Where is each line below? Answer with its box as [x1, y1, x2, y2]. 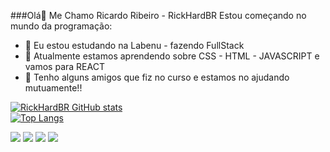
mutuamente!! [24, 82, 83, 94]
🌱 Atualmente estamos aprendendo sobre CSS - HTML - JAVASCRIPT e [24, 50, 320, 62]
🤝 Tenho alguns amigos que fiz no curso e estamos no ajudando [24, 71, 290, 83]
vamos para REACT [24, 61, 105, 72]
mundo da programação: [10, 20, 113, 32]
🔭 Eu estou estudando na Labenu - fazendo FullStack [24, 40, 245, 51]
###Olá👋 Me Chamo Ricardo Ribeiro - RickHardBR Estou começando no [10, 10, 307, 21]
